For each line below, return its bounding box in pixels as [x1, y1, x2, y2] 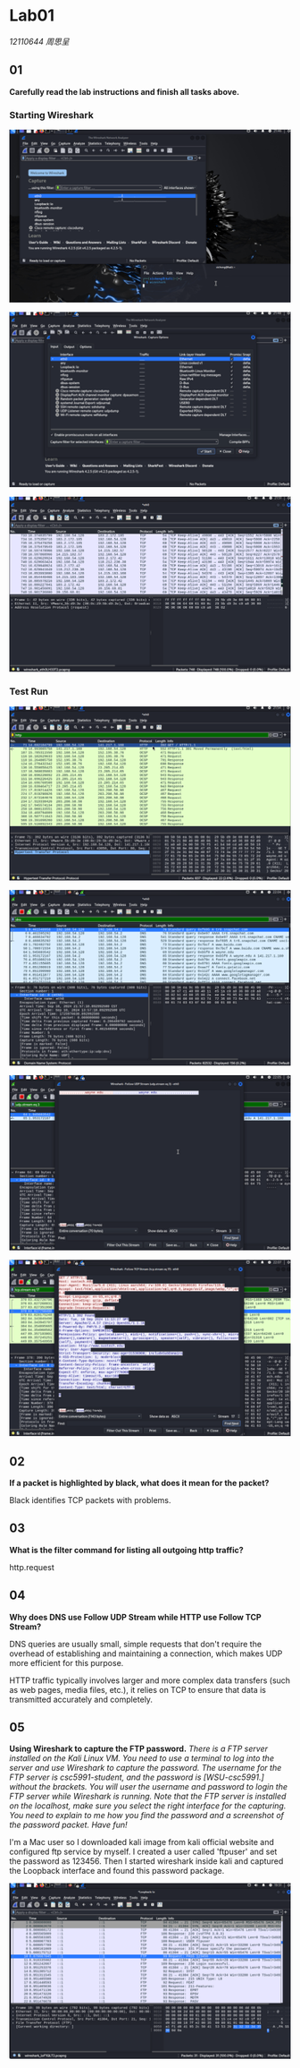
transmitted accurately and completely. [9, 1694, 154, 1705]
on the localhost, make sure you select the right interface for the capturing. [9, 1800, 287, 1811]
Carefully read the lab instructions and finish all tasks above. [9, 86, 239, 97]
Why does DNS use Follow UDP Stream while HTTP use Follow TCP [9, 1611, 262, 1622]
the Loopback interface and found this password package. [9, 1866, 225, 1876]
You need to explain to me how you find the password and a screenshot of [9, 1810, 284, 1821]
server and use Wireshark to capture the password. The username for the [9, 1763, 282, 1773]
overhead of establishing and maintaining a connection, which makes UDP [9, 1648, 283, 1659]
